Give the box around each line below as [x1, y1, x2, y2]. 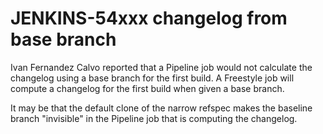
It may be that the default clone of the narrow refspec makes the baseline [10, 102, 313, 114]
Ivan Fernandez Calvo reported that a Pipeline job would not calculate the [10, 61, 313, 73]
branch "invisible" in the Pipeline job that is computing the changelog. [10, 112, 298, 124]
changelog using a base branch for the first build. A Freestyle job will [10, 72, 295, 84]
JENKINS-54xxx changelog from [10, 7, 288, 30]
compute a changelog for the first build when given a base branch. [10, 82, 285, 94]
